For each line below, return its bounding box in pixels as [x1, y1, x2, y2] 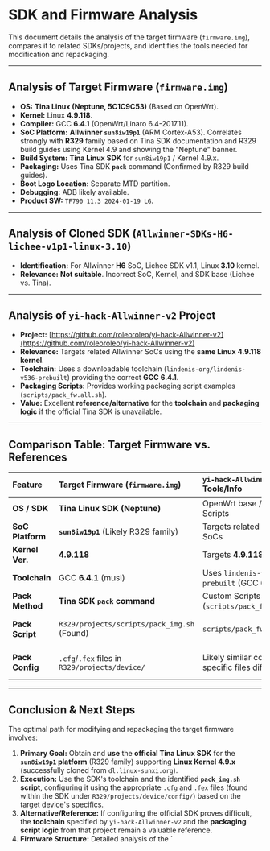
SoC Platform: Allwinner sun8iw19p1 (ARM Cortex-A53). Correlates [19, 127, 243, 137]
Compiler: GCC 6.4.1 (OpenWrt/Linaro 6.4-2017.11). [19, 118, 189, 128]
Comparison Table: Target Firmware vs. [8, 437, 211, 452]
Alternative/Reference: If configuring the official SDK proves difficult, [19, 808, 252, 818]
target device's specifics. [19, 799, 104, 809]
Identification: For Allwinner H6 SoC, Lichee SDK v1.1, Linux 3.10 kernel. [19, 260, 260, 271]
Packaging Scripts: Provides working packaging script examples [19, 381, 235, 391]
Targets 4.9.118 [202, 549, 264, 560]
